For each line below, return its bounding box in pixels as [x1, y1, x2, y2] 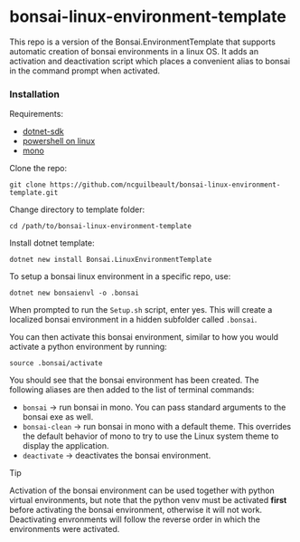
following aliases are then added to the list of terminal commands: [9, 384, 255, 395]
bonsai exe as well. [22, 411, 94, 422]
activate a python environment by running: [9, 342, 167, 353]
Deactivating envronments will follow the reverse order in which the [9, 514, 260, 525]
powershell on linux [22, 136, 96, 147]
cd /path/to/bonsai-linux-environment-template [9, 222, 192, 231]
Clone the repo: [9, 163, 68, 174]
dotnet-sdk [22, 126, 65, 137]
